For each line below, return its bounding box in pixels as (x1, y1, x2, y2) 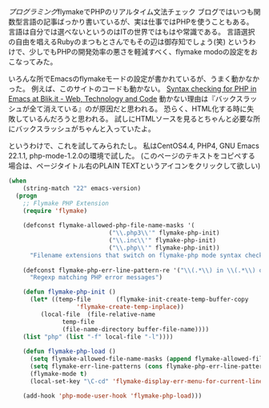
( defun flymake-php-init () (22, 288, 116, 296)
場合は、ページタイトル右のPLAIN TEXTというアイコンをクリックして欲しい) (8, 161, 261, 170)
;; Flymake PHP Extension (22, 199, 110, 207)
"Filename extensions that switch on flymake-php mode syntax (29, 251, 242, 259)
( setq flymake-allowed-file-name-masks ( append (29, 355, 192, 363)
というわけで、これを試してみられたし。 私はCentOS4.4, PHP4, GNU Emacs (8, 141, 260, 150)
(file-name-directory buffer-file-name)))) (62, 325, 210, 334)
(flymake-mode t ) (29, 370, 88, 378)
